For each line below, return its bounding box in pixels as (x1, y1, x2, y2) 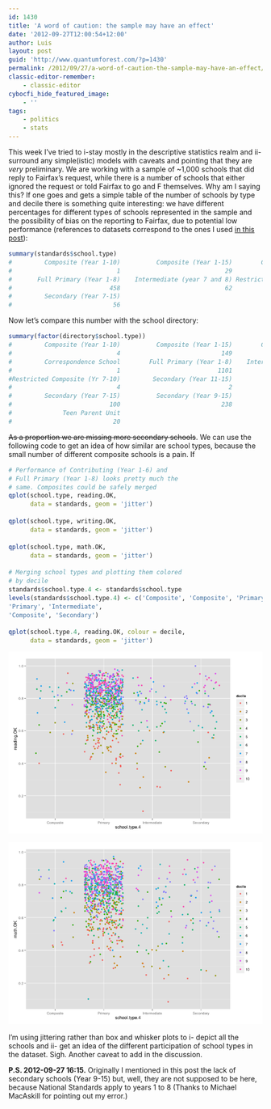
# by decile (8, 577, 48, 586)
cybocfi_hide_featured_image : (8, 90, 110, 98)
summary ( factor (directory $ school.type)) (8, 332, 147, 341)
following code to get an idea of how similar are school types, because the (8, 441, 256, 451)
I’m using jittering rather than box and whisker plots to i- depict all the (8, 1032, 240, 1043)
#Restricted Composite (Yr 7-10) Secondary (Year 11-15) (8, 375, 232, 383)
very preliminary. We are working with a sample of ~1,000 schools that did (8, 164, 255, 174)
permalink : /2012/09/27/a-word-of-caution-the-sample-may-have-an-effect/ (8, 65, 265, 73)
